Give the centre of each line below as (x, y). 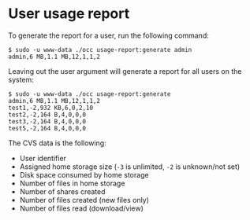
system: (21, 79)
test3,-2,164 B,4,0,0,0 (47, 121)
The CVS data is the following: (57, 143)
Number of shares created (62, 191)
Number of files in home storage (72, 183)
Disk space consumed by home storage (84, 174)
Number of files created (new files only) (84, 200)
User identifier (43, 158)
